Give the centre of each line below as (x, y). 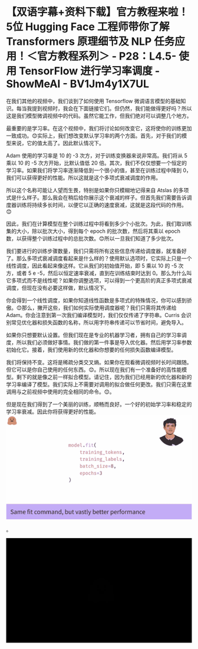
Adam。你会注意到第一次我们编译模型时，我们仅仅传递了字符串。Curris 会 (96, 315)
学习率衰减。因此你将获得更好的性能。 (52, 411)
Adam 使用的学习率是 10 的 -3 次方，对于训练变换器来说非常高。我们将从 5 (97, 155)
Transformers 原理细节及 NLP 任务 (90, 42)
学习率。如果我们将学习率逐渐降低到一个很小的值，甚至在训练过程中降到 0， (99, 170)
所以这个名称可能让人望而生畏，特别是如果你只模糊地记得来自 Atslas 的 (92, 190)
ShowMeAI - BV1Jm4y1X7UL (77, 84)
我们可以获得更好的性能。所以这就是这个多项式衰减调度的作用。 (83, 177)
